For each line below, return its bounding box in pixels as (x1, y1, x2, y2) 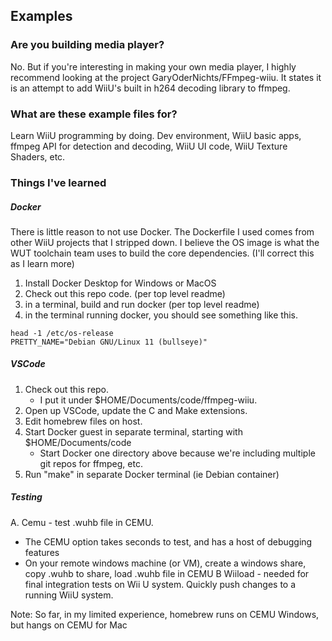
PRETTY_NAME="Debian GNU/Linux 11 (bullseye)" (10, 337, 208, 347)
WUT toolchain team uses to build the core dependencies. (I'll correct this (10, 247, 315, 259)
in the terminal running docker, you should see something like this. (24, 309, 298, 321)
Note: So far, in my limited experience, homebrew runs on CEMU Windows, (10, 608, 320, 620)
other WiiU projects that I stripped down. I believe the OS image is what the (10, 236, 320, 248)
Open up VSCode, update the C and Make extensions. (24, 404, 248, 416)
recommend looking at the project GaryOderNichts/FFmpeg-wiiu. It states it (10, 71, 322, 83)
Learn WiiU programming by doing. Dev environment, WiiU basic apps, (10, 129, 302, 141)
